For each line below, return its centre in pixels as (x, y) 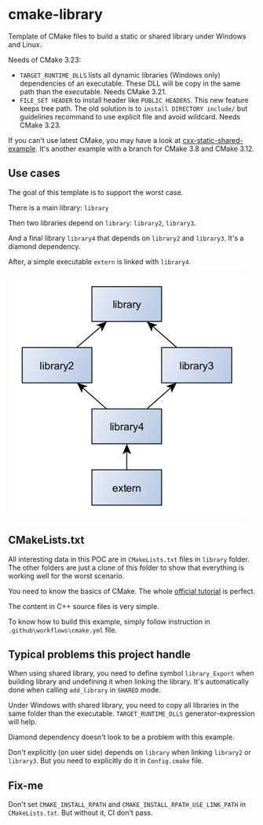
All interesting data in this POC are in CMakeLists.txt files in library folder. (129, 559)
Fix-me (26, 785)
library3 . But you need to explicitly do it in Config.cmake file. (106, 761)
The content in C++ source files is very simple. (84, 606)
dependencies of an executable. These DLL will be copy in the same (130, 83)
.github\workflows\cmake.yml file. (63, 629)
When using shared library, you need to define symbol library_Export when (131, 673)
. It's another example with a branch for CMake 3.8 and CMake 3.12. (145, 148)
